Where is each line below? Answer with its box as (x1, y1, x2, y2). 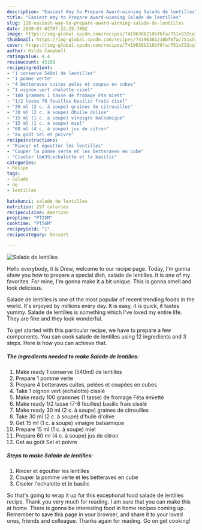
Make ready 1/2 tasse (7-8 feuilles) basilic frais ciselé (15, 400, 147, 407)
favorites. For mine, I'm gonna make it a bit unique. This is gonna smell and (7, 277, 192, 285)
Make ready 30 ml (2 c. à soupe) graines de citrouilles (15, 406, 149, 414)
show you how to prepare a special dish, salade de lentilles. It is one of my (7, 271, 191, 279)
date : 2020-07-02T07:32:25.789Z (7, 25, 88, 32)
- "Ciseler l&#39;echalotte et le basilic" (7, 154, 117, 160)
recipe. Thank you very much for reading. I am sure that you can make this (7, 498, 191, 505)
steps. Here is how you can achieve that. (7, 339, 107, 346)
